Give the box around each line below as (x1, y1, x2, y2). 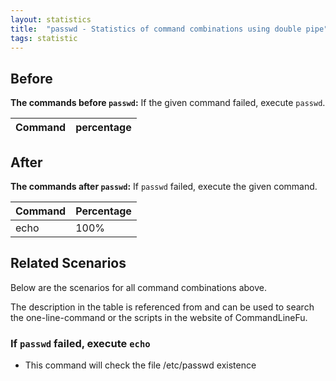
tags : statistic (10, 33, 78, 43)
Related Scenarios (10, 255, 127, 272)
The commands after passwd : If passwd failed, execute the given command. (10, 181, 318, 192)
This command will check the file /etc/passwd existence (24, 359, 257, 371)
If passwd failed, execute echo (10, 336, 151, 350)
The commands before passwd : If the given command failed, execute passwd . (10, 97, 326, 109)
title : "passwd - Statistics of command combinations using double (10, 24, 302, 34)
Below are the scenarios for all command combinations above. (10, 281, 267, 293)
